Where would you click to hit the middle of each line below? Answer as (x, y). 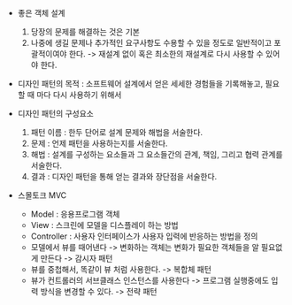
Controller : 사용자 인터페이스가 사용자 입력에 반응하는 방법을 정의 (144, 236)
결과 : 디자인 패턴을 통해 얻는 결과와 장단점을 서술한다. (124, 176)
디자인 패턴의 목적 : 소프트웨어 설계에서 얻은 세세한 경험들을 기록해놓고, (140, 84)
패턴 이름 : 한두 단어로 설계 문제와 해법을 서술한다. (117, 132)
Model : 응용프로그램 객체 (75, 214)
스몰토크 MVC (42, 195)
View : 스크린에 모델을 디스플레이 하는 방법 (104, 225)
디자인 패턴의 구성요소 (56, 114)
